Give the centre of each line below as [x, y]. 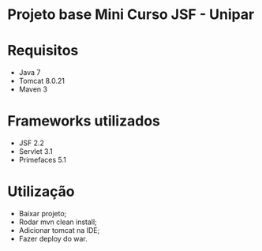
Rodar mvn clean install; [58, 222]
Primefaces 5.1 [42, 160]
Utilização [41, 192]
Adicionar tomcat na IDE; [59, 230]
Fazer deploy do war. [53, 239]
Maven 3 [33, 89]
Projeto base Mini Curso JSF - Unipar [131, 15]
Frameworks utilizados [84, 121]
